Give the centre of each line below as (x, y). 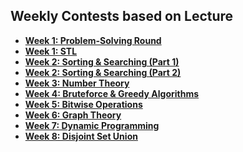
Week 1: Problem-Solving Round (93, 40)
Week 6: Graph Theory (73, 115)
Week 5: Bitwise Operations (83, 104)
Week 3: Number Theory (77, 83)
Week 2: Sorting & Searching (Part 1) (102, 61)
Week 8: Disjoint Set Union (81, 136)
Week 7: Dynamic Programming (92, 125)
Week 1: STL (51, 51)
